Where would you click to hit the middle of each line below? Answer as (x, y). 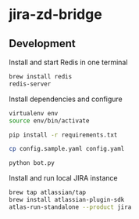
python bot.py (32, 163)
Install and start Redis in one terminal (68, 62)
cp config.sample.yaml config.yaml (67, 149)
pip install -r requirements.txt (63, 135)
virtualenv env (34, 113)
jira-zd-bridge (55, 15)
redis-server (30, 84)
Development (43, 44)
